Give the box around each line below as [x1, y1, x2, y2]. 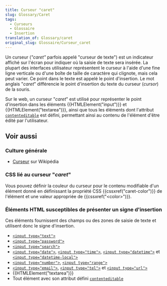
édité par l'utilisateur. [5, 117, 49, 124]
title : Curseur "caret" [5, 7, 55, 13]
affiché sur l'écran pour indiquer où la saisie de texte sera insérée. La [5, 59, 148, 66]
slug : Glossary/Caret [5, 12, 51, 17]
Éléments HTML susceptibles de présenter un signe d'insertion [5, 206, 162, 213]
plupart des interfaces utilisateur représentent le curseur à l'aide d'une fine [5, 65, 160, 71]
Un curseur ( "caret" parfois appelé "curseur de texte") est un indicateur [5, 54, 154, 60]
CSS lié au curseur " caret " [5, 171, 71, 178]
